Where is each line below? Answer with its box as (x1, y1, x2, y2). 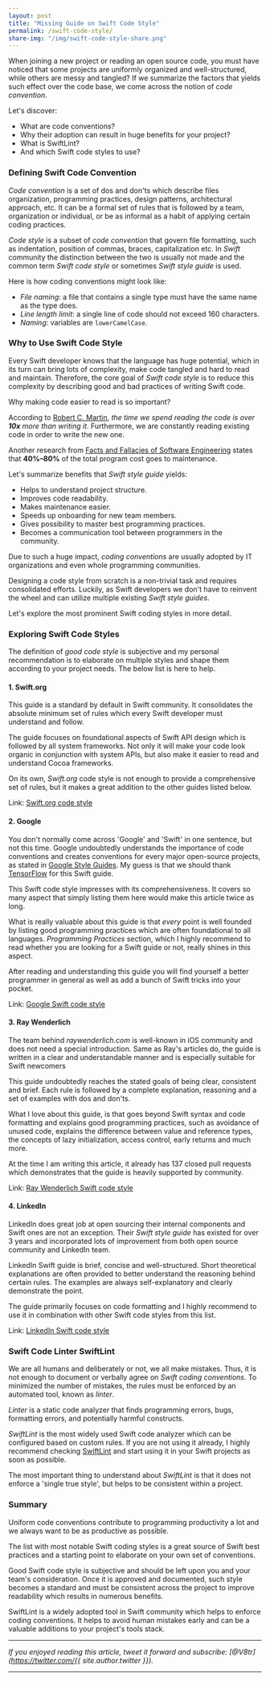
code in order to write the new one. (8, 429, 125, 439)
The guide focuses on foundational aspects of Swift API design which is (8, 733, 247, 742)
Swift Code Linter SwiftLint (8, 1345, 115, 1356)
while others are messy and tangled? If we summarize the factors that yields (8, 73, 261, 83)
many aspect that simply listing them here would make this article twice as (8, 893, 255, 902)
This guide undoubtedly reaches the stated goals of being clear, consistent (8, 1076, 257, 1086)
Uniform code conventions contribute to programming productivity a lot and (8, 1517, 260, 1527)
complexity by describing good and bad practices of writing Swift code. (8, 381, 246, 391)
